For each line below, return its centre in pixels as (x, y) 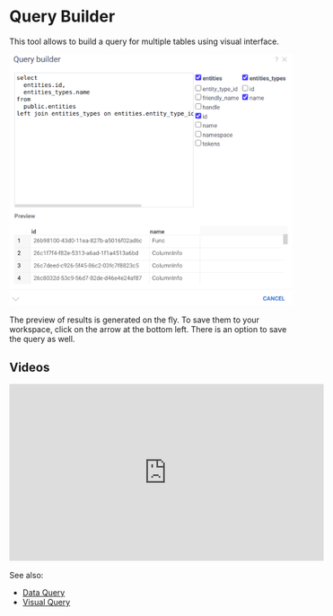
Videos (30, 367)
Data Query (44, 593)
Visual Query (46, 603)
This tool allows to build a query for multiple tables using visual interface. (145, 41)
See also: (26, 576)
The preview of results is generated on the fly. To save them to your (135, 320)
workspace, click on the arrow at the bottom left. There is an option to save (148, 330)
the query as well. (42, 339)
